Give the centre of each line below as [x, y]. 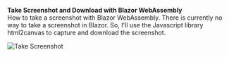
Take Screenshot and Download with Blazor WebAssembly [95, 10]
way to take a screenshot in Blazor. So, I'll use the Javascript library [105, 25]
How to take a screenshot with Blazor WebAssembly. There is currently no [115, 18]
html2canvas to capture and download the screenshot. [87, 32]
